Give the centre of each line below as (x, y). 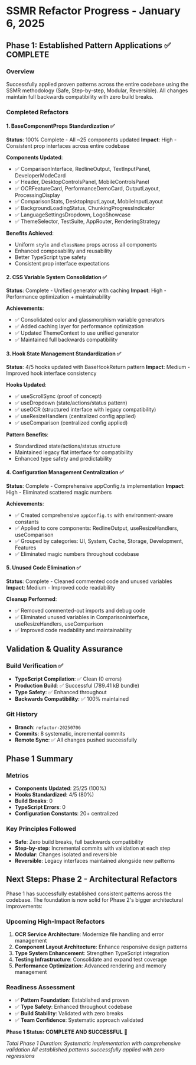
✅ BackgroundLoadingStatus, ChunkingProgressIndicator (84, 208)
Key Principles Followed (41, 829)
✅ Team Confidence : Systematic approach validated (79, 1020)
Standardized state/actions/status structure (68, 446)
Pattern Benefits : (27, 435)
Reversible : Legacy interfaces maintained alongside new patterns (95, 860)
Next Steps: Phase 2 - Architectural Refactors (92, 879)
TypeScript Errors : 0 (40, 807)
